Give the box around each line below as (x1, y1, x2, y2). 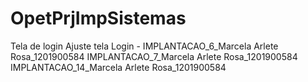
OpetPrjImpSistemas (10, 7, 187, 30)
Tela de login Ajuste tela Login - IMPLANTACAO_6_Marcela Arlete (10, 40, 279, 52)
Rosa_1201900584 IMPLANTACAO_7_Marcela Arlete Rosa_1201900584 (10, 50, 298, 62)
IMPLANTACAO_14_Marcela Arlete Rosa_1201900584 (10, 61, 227, 73)
